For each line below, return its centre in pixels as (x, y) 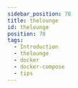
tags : (15, 40)
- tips (23, 73)
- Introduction (36, 47)
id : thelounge (28, 27)
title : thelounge (33, 21)
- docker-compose (39, 67)
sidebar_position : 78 (39, 14)
